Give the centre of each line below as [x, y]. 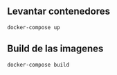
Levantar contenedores [59, 11]
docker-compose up [34, 27]
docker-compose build [38, 65]
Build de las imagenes [55, 49]
